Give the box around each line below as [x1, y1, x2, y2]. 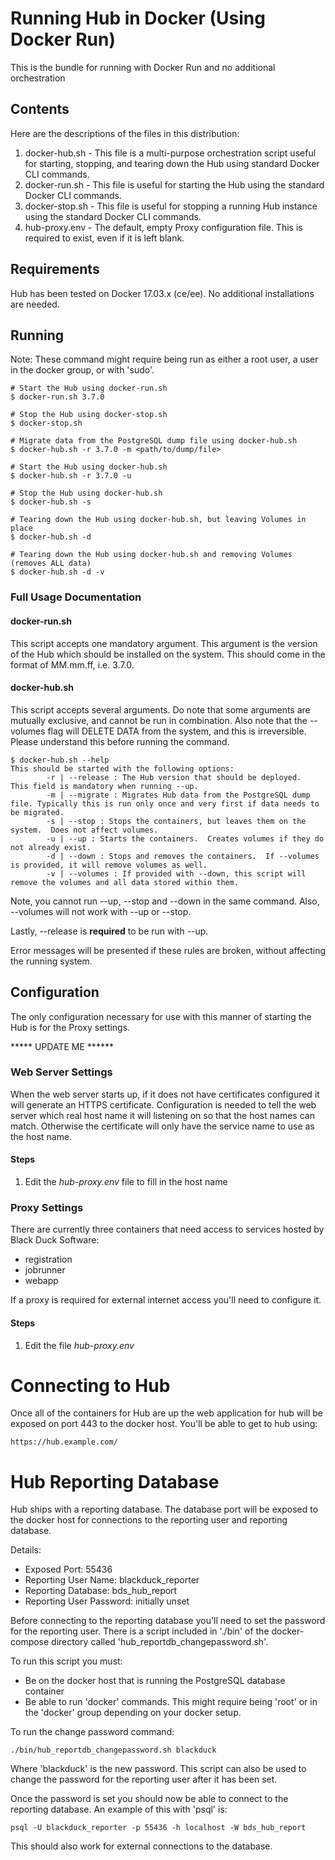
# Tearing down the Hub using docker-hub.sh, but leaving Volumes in [10, 515, 307, 525]
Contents [10, 101, 70, 118]
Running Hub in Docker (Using [10, 7, 266, 30]
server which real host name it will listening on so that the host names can [10, 1109, 315, 1121]
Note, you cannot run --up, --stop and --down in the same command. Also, [10, 895, 320, 907]
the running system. [10, 955, 93, 967]
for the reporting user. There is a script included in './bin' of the [10, 1625, 270, 1637]
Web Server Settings [10, 1065, 113, 1079]
